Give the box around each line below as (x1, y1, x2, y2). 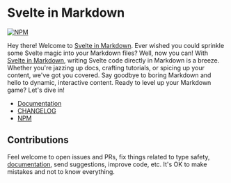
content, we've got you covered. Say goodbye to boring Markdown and (7, 71, 212, 79)
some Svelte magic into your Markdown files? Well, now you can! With (7, 49, 209, 57)
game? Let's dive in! (7, 86, 65, 94)
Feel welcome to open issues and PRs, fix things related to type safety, (7, 152, 210, 161)
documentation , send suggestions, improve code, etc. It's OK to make (7, 160, 207, 168)
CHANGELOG (17, 106, 57, 115)
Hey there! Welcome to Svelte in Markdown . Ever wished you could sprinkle (7, 41, 225, 49)
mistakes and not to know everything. (7, 167, 115, 175)
